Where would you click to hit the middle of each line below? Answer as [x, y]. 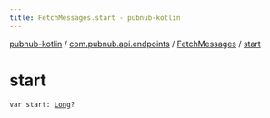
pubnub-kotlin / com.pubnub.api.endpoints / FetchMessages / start [135, 44]
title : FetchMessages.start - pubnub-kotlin [95, 18]
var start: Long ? [42, 104]
